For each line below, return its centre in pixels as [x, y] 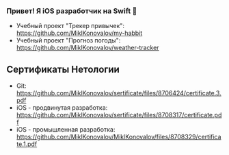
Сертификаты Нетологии [63, 69]
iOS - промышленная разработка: [66, 130]
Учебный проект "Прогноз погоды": [68, 40]
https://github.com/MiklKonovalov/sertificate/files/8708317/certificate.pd [119, 115]
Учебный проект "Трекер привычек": [70, 26]
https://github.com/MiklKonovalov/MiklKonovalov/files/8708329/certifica [119, 137]
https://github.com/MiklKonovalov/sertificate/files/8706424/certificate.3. [119, 93]
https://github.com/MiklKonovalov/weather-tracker [87, 48]
